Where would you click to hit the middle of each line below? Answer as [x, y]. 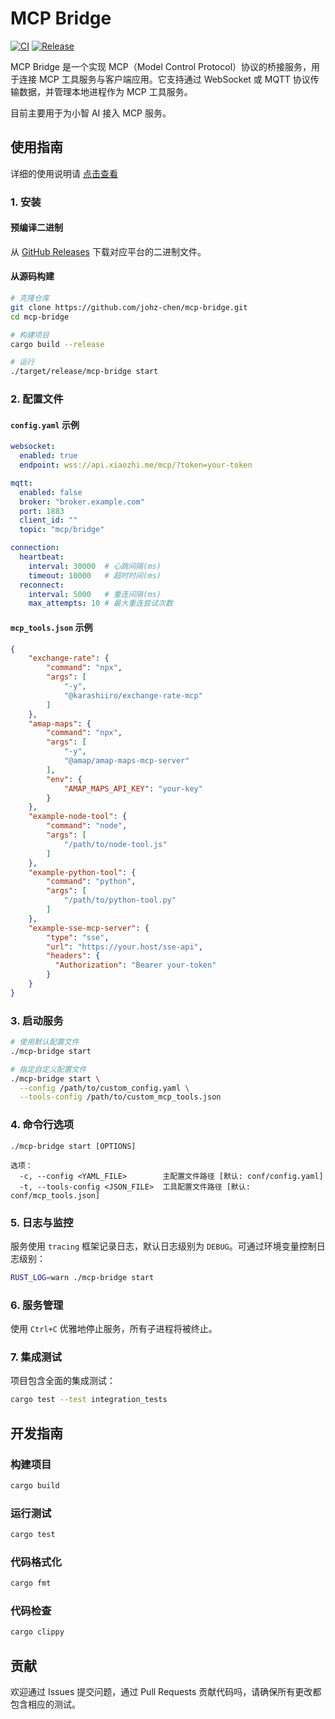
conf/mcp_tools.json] [55, 1195]
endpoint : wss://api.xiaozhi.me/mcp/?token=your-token [136, 465]
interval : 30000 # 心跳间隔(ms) [95, 566]
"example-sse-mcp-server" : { [89, 928]
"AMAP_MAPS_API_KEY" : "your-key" [133, 788]
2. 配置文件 [37, 399]
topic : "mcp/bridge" [62, 530]
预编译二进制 [36, 228]
